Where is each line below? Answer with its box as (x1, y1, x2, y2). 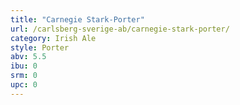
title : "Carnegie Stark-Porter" (10, 14, 145, 25)
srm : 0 (10, 71, 38, 81)
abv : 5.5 (10, 52, 47, 62)
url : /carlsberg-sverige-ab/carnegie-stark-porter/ (10, 24, 230, 34)
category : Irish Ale (10, 33, 97, 43)
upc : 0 (10, 80, 38, 90)
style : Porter (10, 42, 70, 53)
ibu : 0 (10, 61, 38, 71)
